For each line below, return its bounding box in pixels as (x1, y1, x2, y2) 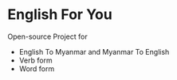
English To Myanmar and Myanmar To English (18, 47, 170, 56)
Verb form (18, 55, 53, 65)
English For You (7, 6, 112, 24)
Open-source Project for (7, 32, 88, 41)
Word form (18, 63, 55, 73)
